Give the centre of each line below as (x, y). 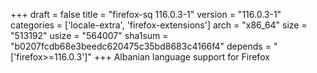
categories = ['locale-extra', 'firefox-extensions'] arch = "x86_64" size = (159, 25)
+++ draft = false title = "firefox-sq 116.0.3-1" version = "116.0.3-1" (146, 14)
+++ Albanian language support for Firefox (181, 57)
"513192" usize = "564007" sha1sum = (89, 35)
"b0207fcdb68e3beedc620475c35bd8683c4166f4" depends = (141, 46)
